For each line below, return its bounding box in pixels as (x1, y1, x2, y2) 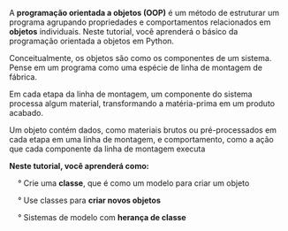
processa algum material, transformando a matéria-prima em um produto (9, 98, 276, 109)
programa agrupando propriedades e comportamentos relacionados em (9, 17, 271, 27)
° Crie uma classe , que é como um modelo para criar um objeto (17, 178, 250, 189)
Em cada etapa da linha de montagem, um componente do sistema (9, 89, 253, 99)
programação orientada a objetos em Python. (9, 35, 175, 46)
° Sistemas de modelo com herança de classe (17, 212, 187, 222)
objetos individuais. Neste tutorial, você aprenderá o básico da (9, 27, 239, 36)
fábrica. (9, 72, 38, 82)
